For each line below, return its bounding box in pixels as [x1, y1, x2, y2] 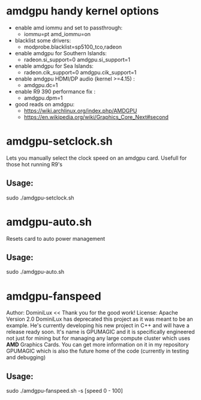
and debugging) [6, 354, 46, 361]
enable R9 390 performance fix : [14, 88, 96, 95]
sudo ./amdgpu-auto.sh [6, 268, 65, 276]
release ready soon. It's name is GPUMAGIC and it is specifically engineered [6, 329, 195, 336]
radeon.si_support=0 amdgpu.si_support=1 [23, 56, 131, 63]
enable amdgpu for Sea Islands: [14, 62, 94, 70]
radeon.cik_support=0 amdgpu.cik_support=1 [23, 68, 137, 76]
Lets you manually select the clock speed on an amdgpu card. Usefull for [6, 154, 187, 162]
